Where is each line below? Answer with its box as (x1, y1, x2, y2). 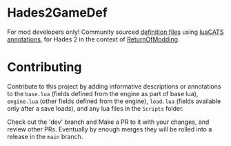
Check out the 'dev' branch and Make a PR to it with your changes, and (7, 118, 210, 126)
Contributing (7, 60, 82, 75)
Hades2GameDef (7, 5, 108, 21)
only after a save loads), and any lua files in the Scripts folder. (7, 104, 184, 112)
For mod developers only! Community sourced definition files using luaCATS (7, 28, 224, 36)
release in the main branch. (7, 132, 83, 140)
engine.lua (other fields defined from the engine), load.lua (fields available (7, 97, 221, 105)
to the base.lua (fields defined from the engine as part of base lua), (7, 89, 199, 98)
